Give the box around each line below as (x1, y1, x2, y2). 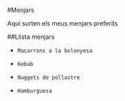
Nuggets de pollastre (17, 74, 80, 81)
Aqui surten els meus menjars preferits (7, 19, 118, 27)
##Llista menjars (7, 33, 55, 41)
